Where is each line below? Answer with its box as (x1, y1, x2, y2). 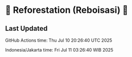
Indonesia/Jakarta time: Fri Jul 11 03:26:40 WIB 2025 (5, 47, 114, 53)
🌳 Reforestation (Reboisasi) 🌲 (5, 4, 129, 16)
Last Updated (5, 24, 48, 33)
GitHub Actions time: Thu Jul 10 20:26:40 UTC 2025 (5, 37, 113, 43)
